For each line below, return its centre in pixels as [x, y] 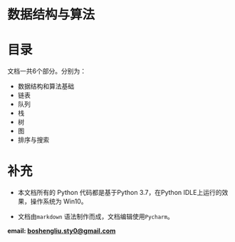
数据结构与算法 [51, 15]
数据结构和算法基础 [46, 86]
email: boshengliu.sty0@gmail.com [62, 231]
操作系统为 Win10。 [59, 201]
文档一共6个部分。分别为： [47, 71]
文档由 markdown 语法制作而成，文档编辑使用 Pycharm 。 [96, 217]
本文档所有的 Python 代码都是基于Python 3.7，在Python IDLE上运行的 [120, 193]
